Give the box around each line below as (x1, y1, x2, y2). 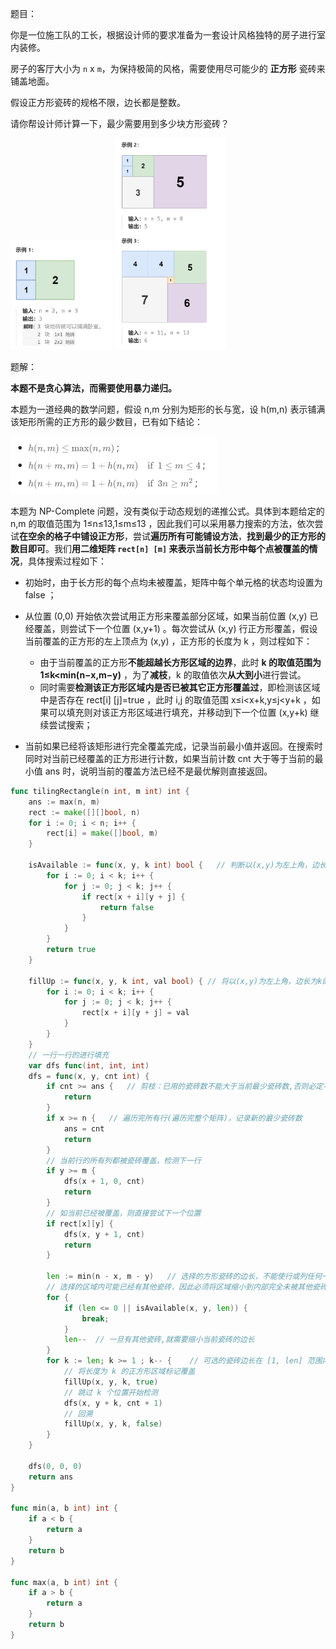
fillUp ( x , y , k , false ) (63, 1419, 163, 1429)
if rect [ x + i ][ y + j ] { (81, 892, 186, 902)
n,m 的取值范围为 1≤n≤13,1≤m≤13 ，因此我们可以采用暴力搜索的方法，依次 (10, 517, 315, 529)
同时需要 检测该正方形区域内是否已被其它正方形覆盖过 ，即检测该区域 (39, 681, 321, 693)
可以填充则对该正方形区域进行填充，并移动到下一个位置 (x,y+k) (48, 706, 308, 718)
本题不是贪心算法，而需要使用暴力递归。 (10, 382, 177, 394)
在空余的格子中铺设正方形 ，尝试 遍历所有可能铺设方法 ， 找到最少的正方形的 (19, 530, 326, 542)
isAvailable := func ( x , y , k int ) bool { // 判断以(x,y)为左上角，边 (28, 860, 320, 871)
